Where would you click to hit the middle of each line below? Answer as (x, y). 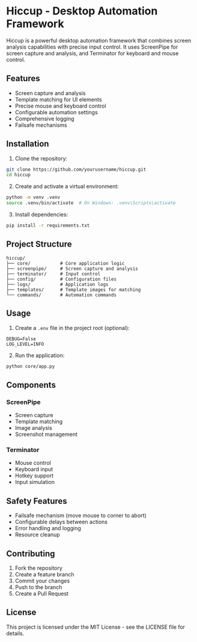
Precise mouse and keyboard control (60, 106)
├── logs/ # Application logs (58, 284)
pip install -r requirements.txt (48, 226)
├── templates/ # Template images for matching (74, 290)
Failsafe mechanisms (41, 125)
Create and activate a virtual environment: (67, 186)
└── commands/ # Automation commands (62, 295)
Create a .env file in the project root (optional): (72, 328)
